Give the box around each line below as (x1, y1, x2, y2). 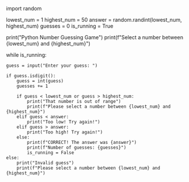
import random (6, 5, 42, 12)
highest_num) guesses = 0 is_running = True (6, 23, 114, 29)
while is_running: (6, 51, 47, 58)
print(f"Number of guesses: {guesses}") (27, 145, 127, 150)
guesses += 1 (16, 83, 48, 89)
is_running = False (27, 150, 75, 156)
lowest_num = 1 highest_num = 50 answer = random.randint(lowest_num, (6, 16, 182, 23)
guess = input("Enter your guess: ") (6, 63, 98, 68)
